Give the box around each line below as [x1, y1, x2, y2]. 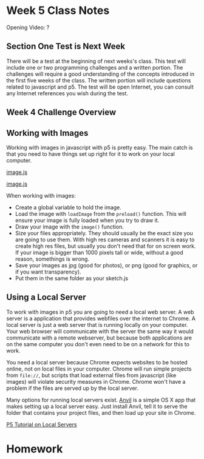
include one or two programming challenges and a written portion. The [6, 64, 183, 71]
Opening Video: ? [6, 24, 50, 31]
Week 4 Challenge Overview [6, 107, 117, 118]
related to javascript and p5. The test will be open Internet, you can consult [6, 83, 194, 90]
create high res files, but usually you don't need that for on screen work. [15, 242, 196, 249]
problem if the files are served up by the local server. [6, 384, 138, 392]
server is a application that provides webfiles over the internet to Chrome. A [6, 315, 196, 322]
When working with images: [6, 192, 76, 199]
